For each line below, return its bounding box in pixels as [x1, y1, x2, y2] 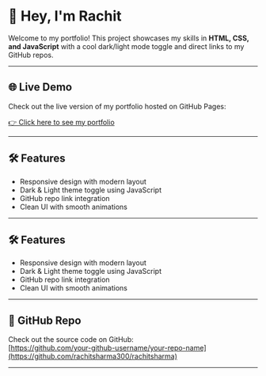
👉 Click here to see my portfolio [8, 117, 115, 127]
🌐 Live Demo [8, 81, 73, 94]
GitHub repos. [8, 50, 54, 59]
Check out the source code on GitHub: [8, 335, 135, 344]
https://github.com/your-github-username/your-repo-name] [10, 344, 207, 353]
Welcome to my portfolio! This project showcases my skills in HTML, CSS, [8, 33, 249, 43]
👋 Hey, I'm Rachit [8, 7, 122, 25]
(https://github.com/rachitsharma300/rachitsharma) [8, 351, 178, 361]
